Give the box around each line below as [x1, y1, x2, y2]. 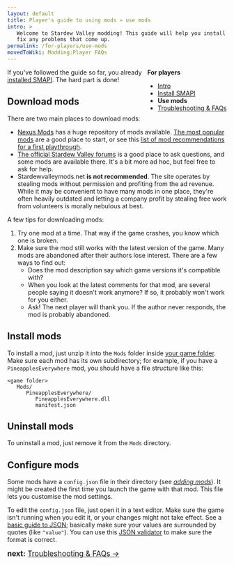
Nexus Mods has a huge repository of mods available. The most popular [17, 127, 225, 136]
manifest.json [35, 401, 77, 408]
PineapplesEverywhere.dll [35, 395, 111, 403]
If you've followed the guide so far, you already [7, 68, 142, 77]
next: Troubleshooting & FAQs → [7, 549, 120, 559]
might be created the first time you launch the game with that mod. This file [7, 485, 224, 493]
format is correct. [7, 536, 57, 544]
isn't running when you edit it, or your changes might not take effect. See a [7, 513, 222, 522]
